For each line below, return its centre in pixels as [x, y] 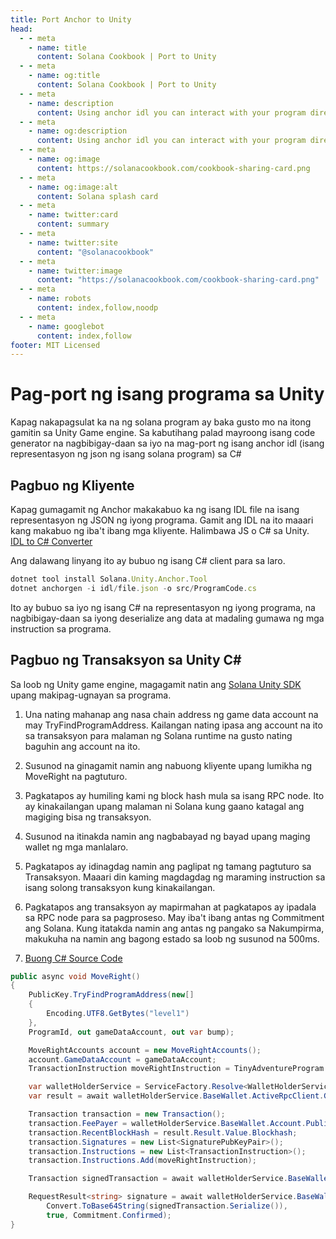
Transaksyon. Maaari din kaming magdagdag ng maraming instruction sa [175, 877]
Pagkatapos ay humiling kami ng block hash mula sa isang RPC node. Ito [174, 795]
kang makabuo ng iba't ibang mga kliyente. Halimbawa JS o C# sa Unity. [160, 530]
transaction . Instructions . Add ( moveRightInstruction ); [142, 1161]
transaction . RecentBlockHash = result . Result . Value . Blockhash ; [163, 1132]
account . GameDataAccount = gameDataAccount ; [122, 1059]
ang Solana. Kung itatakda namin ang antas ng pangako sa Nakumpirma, [174, 928]
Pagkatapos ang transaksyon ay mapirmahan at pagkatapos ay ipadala [170, 907]
